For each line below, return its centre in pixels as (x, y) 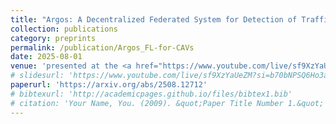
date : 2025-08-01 (46, 57)
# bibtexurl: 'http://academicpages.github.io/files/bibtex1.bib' (151, 94)
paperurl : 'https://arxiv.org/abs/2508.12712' (109, 85)
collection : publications (64, 29)
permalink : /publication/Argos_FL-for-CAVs (102, 47)
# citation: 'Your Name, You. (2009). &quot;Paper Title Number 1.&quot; (167, 103)
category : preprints (53, 38)
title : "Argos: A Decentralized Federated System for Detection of (154, 19)
